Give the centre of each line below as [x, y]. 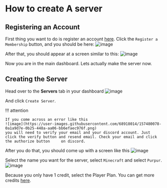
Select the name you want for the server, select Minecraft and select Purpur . [83, 160]
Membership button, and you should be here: [50, 44]
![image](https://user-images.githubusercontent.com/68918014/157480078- [83, 124]
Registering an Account [43, 27]
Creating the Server [36, 79]
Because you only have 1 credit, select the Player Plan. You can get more [80, 175]
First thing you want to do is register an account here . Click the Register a [82, 39]
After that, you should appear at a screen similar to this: [62, 54]
